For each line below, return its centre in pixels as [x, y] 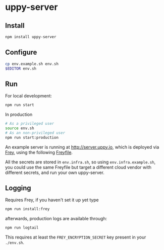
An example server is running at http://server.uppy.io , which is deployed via [82, 147]
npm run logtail [22, 228]
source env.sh [20, 128]
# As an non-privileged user [35, 133]
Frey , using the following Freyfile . [39, 152]
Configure [21, 52]
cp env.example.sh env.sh [32, 64]
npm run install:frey [27, 209]
